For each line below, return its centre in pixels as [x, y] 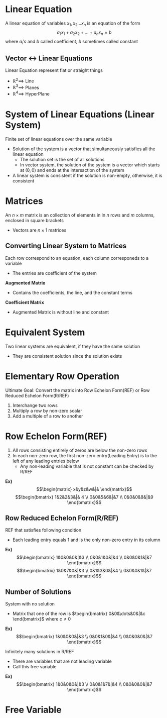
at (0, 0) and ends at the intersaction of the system [72, 170]
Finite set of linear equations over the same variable [59, 139]
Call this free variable [34, 667]
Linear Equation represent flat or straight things [54, 70]
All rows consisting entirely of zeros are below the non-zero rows [80, 450]
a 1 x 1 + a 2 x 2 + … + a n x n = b [84, 33]
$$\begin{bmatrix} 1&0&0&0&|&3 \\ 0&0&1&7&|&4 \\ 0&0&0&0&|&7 [84, 684]
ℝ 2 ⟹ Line [23, 80]
